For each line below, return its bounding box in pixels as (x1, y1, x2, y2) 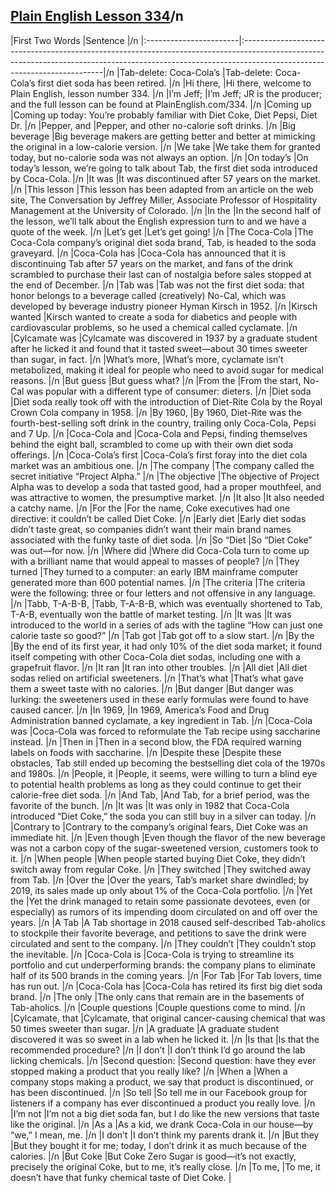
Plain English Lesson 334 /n (10, 8, 184, 25)
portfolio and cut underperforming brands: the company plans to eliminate (10, 959, 317, 971)
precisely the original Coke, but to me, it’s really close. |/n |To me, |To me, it (10, 1160, 321, 1173)
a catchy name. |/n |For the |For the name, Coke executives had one (10, 502, 291, 514)
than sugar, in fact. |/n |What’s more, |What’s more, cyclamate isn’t (10, 353, 284, 365)
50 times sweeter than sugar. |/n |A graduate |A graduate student (10, 1022, 280, 1034)
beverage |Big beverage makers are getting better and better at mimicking (10, 130, 316, 142)
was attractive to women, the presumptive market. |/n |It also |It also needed (10, 491, 325, 503)
